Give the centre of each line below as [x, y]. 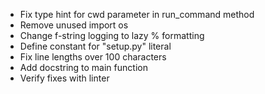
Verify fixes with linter [64, 78]
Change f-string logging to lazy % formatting [112, 35]
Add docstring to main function [83, 67]
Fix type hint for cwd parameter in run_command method [137, 14]
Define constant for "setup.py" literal [95, 46]
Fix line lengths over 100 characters [93, 57]
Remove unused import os [74, 25]
